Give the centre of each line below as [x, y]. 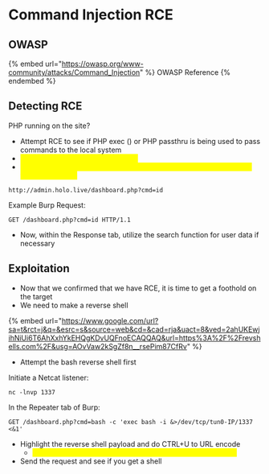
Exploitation [39, 268]
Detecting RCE [45, 106]
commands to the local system [71, 150]
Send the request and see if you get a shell [91, 461]
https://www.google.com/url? [110, 320]
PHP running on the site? [49, 126]
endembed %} [32, 81]
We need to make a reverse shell [74, 305]
